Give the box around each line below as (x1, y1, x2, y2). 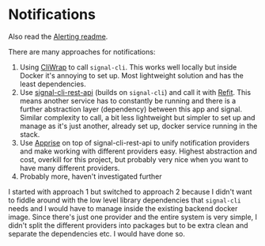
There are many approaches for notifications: (8, 47, 156, 56)
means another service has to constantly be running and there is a (19, 96, 237, 105)
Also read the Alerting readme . (8, 32, 108, 41)
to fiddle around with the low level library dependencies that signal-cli (8, 195, 241, 205)
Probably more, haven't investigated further (19, 172, 162, 181)
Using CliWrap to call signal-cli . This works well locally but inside (19, 62, 237, 72)
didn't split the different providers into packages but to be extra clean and (8, 220, 248, 230)
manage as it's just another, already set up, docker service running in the (19, 121, 258, 131)
